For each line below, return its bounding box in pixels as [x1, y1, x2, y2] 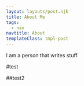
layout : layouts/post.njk [6, 8, 68, 15]
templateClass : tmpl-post [6, 36, 68, 42]
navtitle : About [6, 30, 45, 36]
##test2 [6, 74, 25, 81]
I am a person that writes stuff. [6, 52, 79, 59]
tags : [6, 19, 19, 25]
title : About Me [6, 14, 45, 20]
